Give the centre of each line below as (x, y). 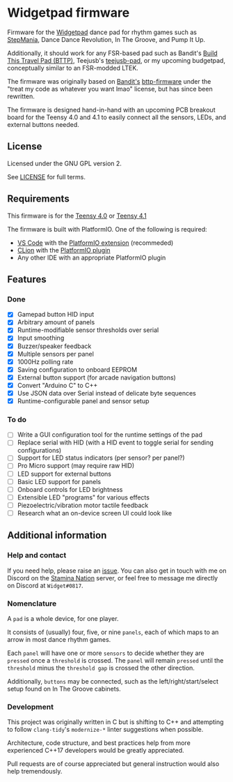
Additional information (57, 535)
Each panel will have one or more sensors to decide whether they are (106, 653)
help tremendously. (35, 772)
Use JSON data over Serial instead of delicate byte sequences (106, 393)
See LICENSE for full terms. (46, 176)
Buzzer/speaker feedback (54, 346)
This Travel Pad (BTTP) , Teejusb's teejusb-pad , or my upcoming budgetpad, (116, 60)
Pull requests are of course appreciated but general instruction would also (113, 764)
